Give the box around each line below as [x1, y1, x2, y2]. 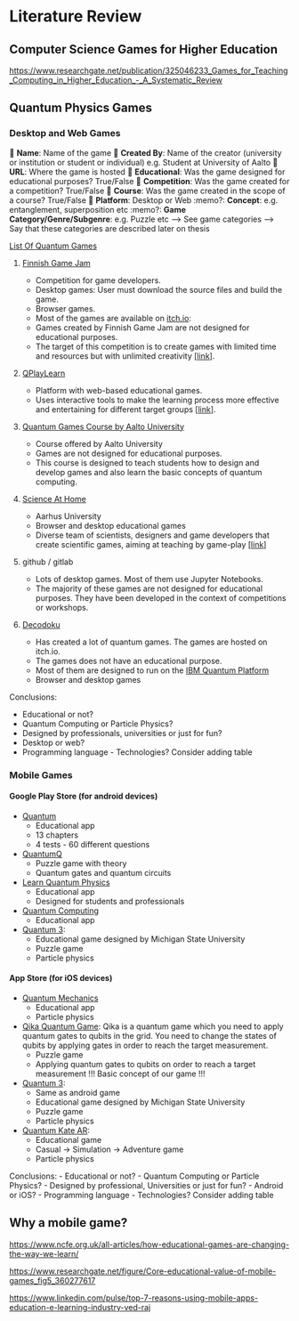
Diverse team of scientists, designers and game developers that [35, 530, 270, 540]
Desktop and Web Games [9, 127, 121, 140]
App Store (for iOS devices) [9, 973, 113, 984]
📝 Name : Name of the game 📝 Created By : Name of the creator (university [9, 147, 282, 158]
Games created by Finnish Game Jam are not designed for [35, 322, 250, 333]
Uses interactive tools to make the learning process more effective [35, 394, 279, 405]
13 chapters [35, 830, 78, 840]
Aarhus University [35, 510, 102, 522]
